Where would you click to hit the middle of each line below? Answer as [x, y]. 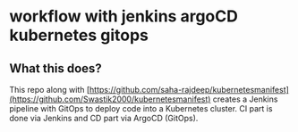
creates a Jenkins [245, 99]
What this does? [56, 68]
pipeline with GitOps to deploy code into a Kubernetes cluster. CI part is [141, 108]
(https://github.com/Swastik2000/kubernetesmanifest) [110, 99]
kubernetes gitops [79, 35]
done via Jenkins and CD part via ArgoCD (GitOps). [104, 118]
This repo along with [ [50, 90]
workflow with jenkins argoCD [124, 16]
